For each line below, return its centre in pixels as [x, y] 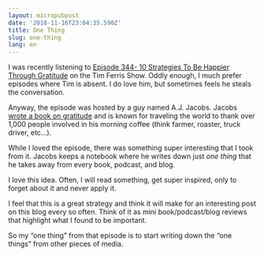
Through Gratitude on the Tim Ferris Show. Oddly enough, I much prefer [125, 76]
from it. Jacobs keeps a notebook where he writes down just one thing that [130, 156]
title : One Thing [37, 30]
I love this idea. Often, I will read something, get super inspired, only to [123, 180]
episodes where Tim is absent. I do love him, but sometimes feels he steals [130, 84]
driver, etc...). [30, 133]
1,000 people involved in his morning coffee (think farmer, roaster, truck [125, 124]
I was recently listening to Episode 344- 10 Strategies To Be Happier [119, 67]
